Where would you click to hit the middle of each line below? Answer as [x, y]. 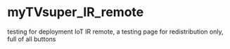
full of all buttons [32, 38]
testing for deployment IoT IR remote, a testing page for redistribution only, [115, 31]
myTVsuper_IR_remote [76, 12]
